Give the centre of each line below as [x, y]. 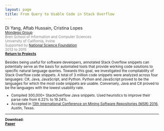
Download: [15, 120]
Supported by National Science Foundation [41, 45]
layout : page [18, 9]
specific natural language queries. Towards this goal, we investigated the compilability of [80, 71]
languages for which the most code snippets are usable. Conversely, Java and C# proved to [82, 83]
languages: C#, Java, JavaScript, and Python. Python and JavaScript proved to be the [77, 79]
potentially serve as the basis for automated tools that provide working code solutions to [79, 66]
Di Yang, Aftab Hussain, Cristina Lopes [44, 28]
